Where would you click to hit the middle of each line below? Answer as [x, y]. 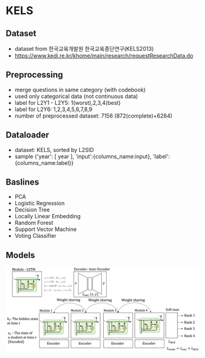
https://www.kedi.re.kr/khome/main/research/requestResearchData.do [104, 55]
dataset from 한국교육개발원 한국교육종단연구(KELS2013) [84, 49]
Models [20, 255]
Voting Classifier [35, 236]
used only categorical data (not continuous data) [76, 96]
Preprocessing [34, 75]
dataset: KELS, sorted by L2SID [54, 150]
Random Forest [34, 223]
